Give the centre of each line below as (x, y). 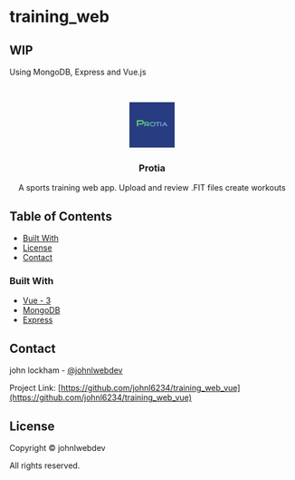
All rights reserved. (45, 465)
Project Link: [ (35, 388)
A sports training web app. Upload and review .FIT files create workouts (152, 188)
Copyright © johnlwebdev (57, 448)
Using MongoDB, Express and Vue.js (78, 72)
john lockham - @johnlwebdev (66, 370)
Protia (152, 168)
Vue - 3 (37, 300)
